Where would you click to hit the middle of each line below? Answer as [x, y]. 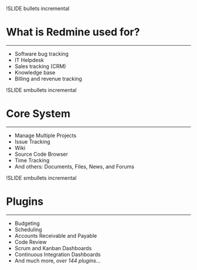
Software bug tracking [42, 54]
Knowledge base [35, 72]
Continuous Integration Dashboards [57, 254]
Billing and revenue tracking [48, 78]
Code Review [30, 242]
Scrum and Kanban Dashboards [53, 248]
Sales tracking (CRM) [40, 66]
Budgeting [27, 223]
